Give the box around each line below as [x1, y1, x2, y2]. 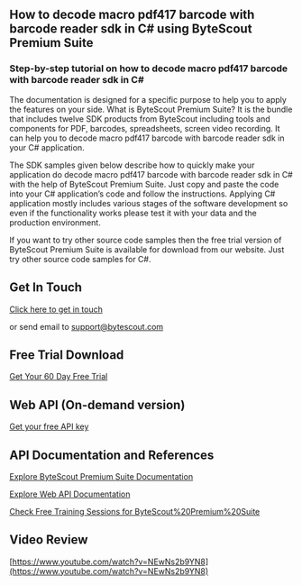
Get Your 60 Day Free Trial [9, 371, 108, 382]
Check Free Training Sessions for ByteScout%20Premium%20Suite [9, 506, 261, 516]
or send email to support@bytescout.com [9, 321, 164, 332]
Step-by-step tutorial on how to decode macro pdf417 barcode [9, 62, 288, 75]
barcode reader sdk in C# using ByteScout [9, 22, 252, 37]
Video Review [9, 532, 88, 548]
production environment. [9, 216, 101, 228]
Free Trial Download [9, 347, 124, 362]
